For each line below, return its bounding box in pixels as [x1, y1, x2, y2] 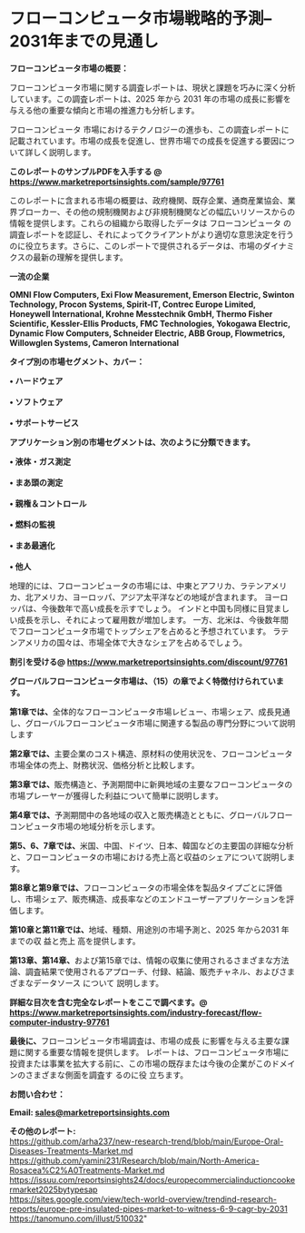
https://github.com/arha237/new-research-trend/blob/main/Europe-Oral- [9, 1136, 284, 1147]
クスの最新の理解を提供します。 [9, 252, 129, 262]
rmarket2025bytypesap [9, 1184, 98, 1195]
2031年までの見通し [9, 31, 159, 52]
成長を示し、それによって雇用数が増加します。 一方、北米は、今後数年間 [16, 614, 289, 625]
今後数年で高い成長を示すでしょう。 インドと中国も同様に [40, 603, 259, 614]
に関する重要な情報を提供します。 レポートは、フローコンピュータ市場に [16, 1046, 290, 1058]
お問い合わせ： [9, 1089, 65, 1100]
